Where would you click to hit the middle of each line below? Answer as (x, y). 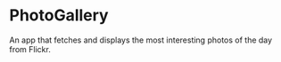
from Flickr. (30, 49)
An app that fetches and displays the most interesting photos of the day (141, 40)
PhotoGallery (59, 15)
